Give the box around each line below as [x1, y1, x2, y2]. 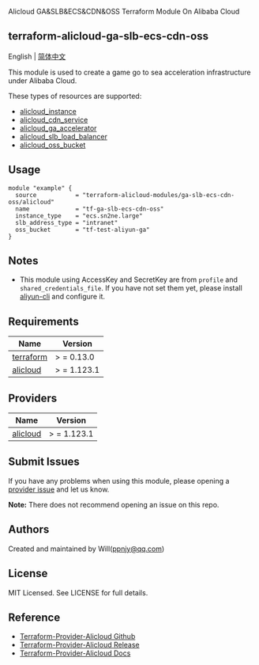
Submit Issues [8, 455, 81, 469]
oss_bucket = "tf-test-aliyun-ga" [15, 226, 150, 234]
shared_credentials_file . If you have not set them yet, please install [19, 283, 242, 293]
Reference [8, 610, 61, 624]
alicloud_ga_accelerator [19, 123, 97, 133]
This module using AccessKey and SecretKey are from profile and [19, 275, 238, 284]
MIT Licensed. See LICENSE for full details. [8, 587, 148, 597]
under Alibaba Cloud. [8, 75, 77, 85]
